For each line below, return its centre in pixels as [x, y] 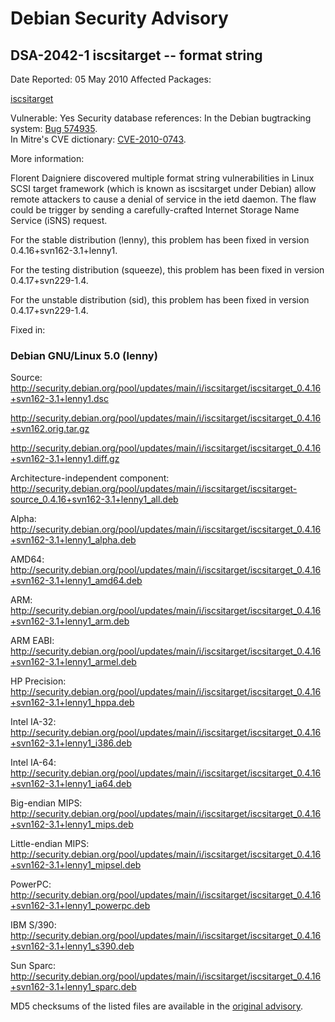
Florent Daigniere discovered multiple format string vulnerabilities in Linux [162, 178]
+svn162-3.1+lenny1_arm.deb [70, 621]
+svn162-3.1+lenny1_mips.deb [72, 824]
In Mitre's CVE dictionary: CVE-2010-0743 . [98, 139]
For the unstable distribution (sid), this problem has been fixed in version [160, 300]
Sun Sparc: [33, 966]
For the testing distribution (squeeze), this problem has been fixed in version [167, 270]
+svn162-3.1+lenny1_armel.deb [73, 662]
